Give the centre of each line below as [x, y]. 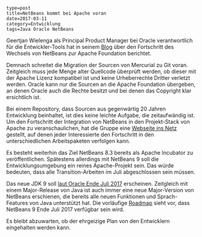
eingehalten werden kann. [39, 227]
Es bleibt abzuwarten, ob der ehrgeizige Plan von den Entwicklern [88, 221]
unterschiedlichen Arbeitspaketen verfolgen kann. [68, 141]
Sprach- [167, 196]
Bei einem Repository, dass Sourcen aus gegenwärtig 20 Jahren [86, 109]
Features [17, 203]
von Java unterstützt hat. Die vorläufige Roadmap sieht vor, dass [109, 203]
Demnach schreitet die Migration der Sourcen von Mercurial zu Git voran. [97, 65]
